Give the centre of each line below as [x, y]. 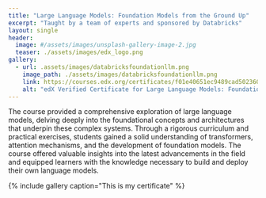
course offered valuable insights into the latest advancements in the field [127, 154]
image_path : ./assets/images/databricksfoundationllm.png [120, 74]
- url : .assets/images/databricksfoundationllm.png [103, 67]
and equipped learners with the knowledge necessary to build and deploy [128, 162]
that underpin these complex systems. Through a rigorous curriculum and [129, 128]
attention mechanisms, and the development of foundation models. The [125, 145]
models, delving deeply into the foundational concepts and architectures [126, 120]
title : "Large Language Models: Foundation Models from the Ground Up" [129, 15]
